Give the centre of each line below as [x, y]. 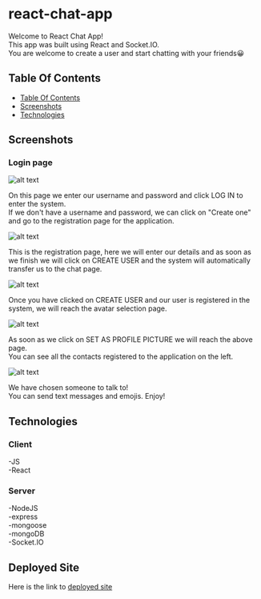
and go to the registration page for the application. [91, 221]
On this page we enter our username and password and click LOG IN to [126, 195]
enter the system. [37, 204]
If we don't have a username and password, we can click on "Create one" [130, 212]
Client [20, 444]
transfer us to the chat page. [55, 269]
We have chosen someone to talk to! [68, 388]
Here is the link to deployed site [60, 587]
